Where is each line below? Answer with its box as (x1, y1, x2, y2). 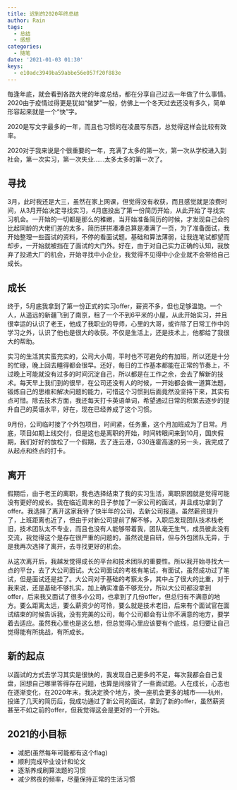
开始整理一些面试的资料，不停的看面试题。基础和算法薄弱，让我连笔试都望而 (7, 233, 230, 241)
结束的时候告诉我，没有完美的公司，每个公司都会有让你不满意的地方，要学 (13, 609, 230, 618)
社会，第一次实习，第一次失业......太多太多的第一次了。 (7, 154, 167, 163)
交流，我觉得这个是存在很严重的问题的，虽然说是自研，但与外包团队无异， (7, 533, 224, 542)
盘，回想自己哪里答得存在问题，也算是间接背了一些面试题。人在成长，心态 (7, 679, 224, 688)
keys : (7, 63, 23, 70)
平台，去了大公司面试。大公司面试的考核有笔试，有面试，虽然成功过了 (19, 566, 224, 574)
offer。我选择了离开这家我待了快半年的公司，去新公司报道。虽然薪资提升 (7, 506, 219, 515)
